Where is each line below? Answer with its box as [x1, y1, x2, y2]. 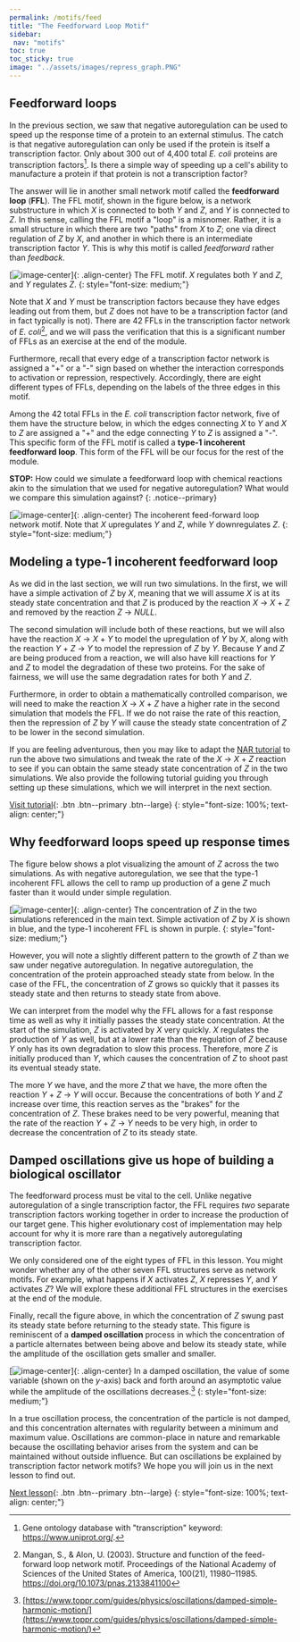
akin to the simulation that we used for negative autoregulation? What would [9, 483, 289, 493]
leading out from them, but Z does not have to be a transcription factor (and [9, 306, 288, 317]
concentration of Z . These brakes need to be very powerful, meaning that [9, 1108, 279, 1118]
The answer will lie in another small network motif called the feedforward [9, 186, 279, 197]
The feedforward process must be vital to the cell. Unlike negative [9, 1190, 252, 1202]
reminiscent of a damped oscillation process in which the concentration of [9, 1329, 286, 1340]
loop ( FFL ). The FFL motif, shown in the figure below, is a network [9, 196, 252, 206]
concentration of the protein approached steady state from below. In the [9, 968, 275, 979]
